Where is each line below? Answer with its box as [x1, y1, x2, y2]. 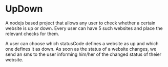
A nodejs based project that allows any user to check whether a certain [5, 20, 156, 26]
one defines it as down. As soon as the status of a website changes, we [5, 46, 157, 52]
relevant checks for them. [5, 30, 60, 37]
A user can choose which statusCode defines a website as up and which [5, 40, 159, 46]
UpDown [5, 3, 43, 15]
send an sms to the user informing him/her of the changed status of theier [5, 51, 162, 57]
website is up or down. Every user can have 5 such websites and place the [5, 25, 163, 31]
